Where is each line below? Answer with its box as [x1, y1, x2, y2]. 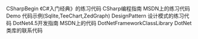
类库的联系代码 [6, 27, 43, 34]
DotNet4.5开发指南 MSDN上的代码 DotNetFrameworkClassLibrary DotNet [12, 20, 192, 26]
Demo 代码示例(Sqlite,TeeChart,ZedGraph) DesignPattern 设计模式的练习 [6, 12, 184, 19]
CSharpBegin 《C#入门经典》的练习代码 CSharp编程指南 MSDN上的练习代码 [6, 5, 190, 12]
